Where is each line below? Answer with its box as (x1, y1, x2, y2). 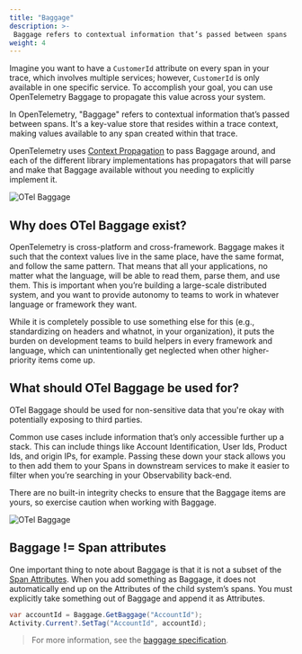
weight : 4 (9, 38, 47, 48)
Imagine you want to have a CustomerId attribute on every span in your (9, 63, 270, 74)
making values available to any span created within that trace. (9, 128, 238, 139)
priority (9, 354, 37, 365)
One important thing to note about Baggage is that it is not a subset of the (9, 564, 282, 575)
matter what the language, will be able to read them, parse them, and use (9, 271, 280, 282)
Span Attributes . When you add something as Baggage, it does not (9, 573, 256, 585)
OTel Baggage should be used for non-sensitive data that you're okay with (9, 404, 285, 415)
